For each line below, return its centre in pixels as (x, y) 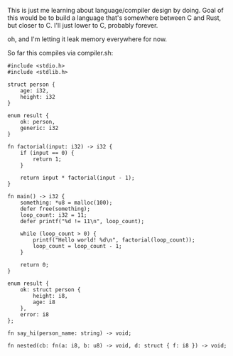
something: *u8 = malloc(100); (66, 203)
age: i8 (44, 302)
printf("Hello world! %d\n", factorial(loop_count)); (114, 240)
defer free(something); (55, 209)
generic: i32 (39, 128)
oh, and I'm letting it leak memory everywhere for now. (87, 39)
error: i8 (35, 315)
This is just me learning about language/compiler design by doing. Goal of (115, 10)
